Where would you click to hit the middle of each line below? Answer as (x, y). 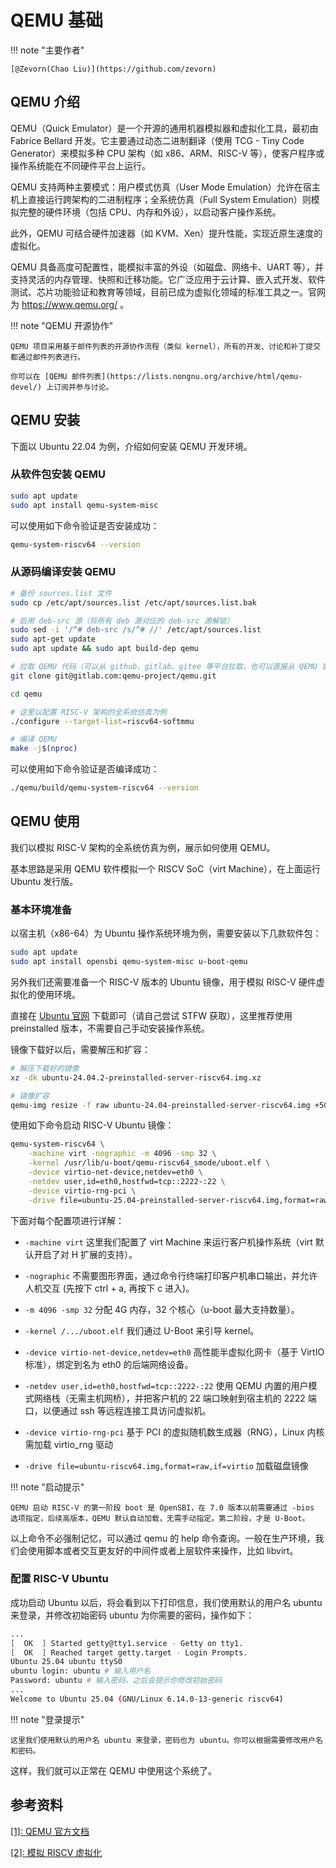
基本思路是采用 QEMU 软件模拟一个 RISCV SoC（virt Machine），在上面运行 (166, 868)
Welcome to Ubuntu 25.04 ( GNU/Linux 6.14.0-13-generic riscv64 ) (147, 1699)
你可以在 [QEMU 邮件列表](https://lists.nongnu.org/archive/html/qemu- (156, 376)
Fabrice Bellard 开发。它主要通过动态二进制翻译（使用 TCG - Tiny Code (157, 140)
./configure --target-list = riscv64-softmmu (102, 721)
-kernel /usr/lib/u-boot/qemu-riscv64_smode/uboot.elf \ (149, 1163)
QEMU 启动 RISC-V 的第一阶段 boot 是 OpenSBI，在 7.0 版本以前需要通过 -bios (162, 1507)
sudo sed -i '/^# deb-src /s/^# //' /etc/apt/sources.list (136, 630)
